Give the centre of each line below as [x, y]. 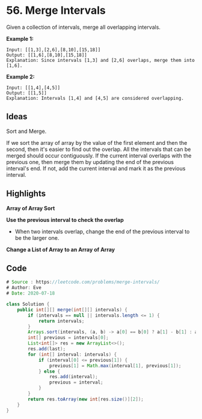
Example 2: [20, 76]
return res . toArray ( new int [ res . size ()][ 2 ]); [86, 399]
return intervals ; [61, 321]
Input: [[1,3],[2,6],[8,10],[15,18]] [54, 50]
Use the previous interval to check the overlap [65, 219]
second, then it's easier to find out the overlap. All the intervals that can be [99, 149]
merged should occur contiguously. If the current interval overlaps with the [99, 155]
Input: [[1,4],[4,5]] [33, 88]
